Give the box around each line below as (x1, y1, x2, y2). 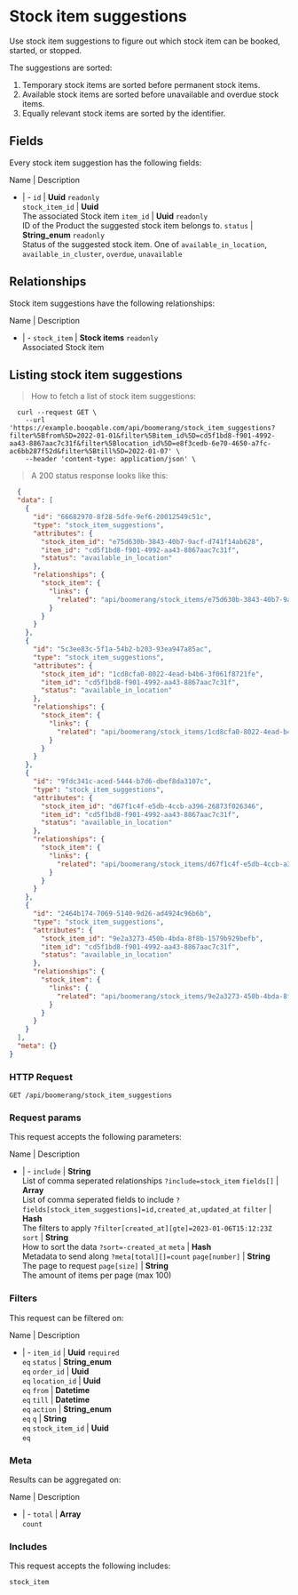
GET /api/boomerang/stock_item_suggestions (9, 1091, 173, 1100)
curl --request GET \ (17, 408, 98, 417)
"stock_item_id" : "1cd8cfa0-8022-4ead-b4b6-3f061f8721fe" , (41, 669, 264, 678)
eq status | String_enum (21, 1356, 113, 1367)
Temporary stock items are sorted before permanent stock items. (21, 79, 261, 90)
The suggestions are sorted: (9, 62, 113, 73)
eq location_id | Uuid (21, 1375, 101, 1386)
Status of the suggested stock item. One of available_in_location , (21, 238, 268, 250)
